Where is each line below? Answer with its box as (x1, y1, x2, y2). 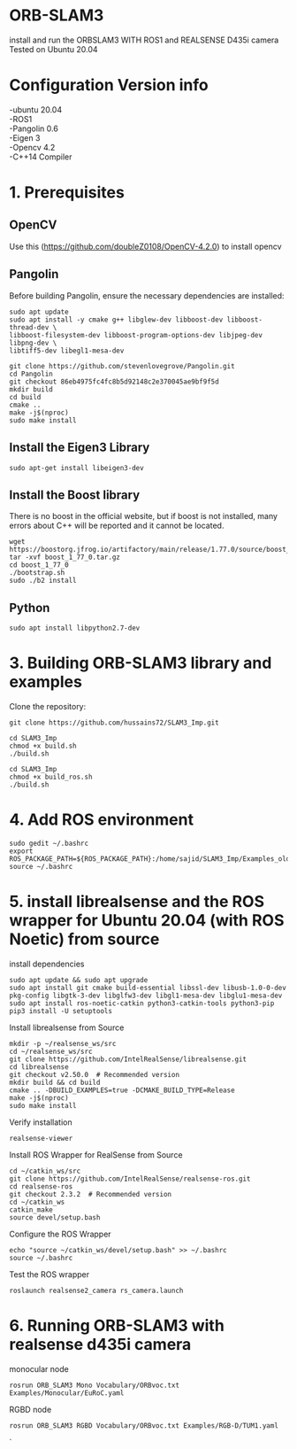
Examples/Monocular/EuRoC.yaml (9, 1388, 125, 1398)
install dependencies (9, 958, 85, 969)
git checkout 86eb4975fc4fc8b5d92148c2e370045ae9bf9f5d (9, 377, 219, 386)
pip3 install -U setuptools (9, 1006, 113, 1015)
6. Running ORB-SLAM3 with (9, 1316, 225, 1336)
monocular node (9, 1363, 69, 1374)
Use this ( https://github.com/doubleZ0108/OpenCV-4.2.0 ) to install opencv (9, 241, 282, 252)
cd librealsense (9, 1062, 69, 1072)
